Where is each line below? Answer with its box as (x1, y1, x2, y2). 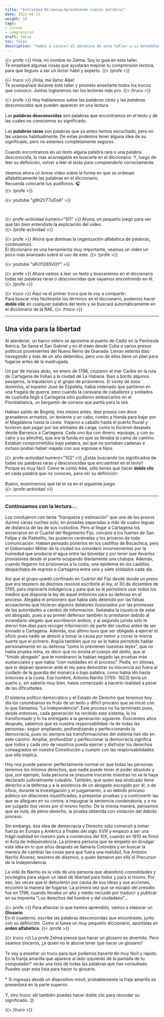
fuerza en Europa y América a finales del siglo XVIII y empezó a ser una (5, 828, 149, 834)
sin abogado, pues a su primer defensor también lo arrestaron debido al (5, 612, 150, 618)
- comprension (5, 30, 34, 35)
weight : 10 (5, 16, 27, 21)
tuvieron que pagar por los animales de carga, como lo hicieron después (5, 424, 151, 430)
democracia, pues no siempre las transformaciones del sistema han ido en (5, 731, 155, 737)
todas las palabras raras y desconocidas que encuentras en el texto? (5, 460, 143, 466)
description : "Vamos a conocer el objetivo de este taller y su (5, 44, 139, 49)
